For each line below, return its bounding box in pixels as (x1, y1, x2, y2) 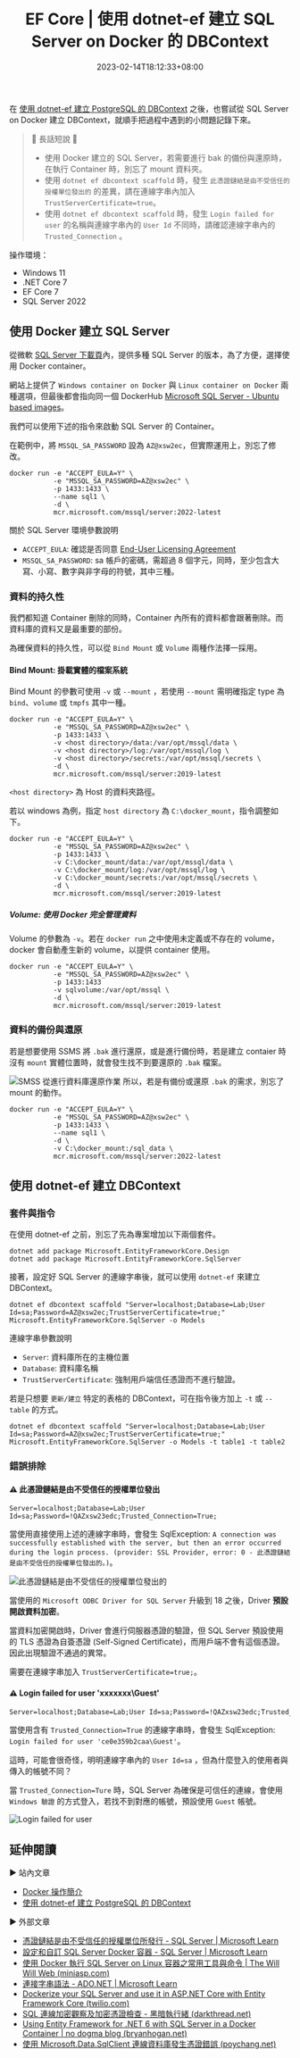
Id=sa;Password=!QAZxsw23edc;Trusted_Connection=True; (9, 1512, 218, 1521)
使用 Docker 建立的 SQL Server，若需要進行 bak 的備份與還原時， (44, 152, 287, 162)
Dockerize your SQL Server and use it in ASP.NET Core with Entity (21, 1988, 266, 1999)
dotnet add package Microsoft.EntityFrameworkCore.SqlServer (9, 1254, 242, 1264)
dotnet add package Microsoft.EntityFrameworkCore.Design (9, 1247, 229, 1256)
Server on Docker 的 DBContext (30, 31, 270, 52)
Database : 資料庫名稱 (21, 1363, 99, 1374)
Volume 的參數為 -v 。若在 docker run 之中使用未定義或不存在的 (9, 933, 243, 944)
